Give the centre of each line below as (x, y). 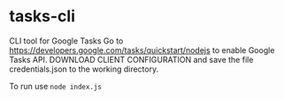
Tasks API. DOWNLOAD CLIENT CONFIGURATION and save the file (131, 59)
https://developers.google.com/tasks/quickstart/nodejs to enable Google (142, 50)
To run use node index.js (55, 86)
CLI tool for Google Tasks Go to (66, 41)
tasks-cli (42, 16)
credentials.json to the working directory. (84, 69)
